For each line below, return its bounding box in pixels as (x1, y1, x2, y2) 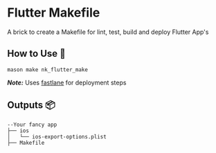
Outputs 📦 (7, 99, 55, 111)
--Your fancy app (7, 121, 57, 128)
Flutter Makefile (7, 5, 100, 21)
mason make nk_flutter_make (7, 66, 89, 73)
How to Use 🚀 (7, 48, 66, 60)
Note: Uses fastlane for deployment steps (7, 78, 127, 87)
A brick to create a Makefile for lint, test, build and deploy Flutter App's (7, 28, 209, 36)
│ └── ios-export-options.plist (7, 133, 107, 140)
